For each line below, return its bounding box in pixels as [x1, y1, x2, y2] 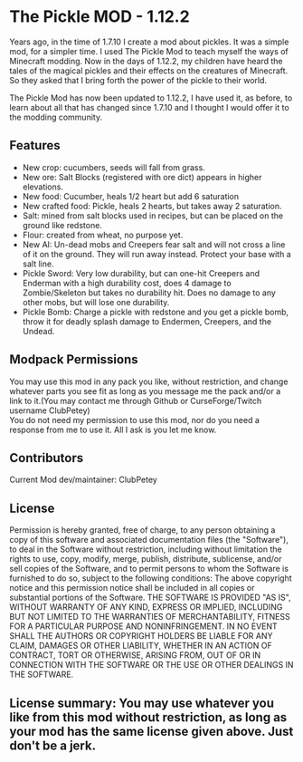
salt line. [22, 258, 54, 269]
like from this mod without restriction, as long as [9, 709, 288, 725]
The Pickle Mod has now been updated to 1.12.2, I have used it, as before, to [9, 92, 293, 103]
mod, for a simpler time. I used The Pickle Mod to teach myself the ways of [9, 45, 289, 56]
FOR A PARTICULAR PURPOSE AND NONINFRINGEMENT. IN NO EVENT [9, 621, 278, 632]
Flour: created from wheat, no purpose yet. [22, 229, 184, 240]
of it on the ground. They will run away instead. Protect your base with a [22, 248, 291, 259]
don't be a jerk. [9, 738, 97, 753]
